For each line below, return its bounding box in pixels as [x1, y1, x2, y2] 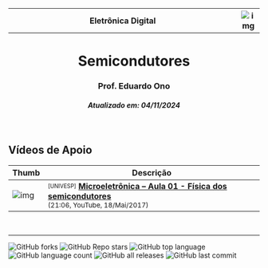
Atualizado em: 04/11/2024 [87, 100, 181, 110]
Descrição [132, 167, 172, 178]
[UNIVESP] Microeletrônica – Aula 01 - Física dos [47, 180, 227, 191]
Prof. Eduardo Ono [97, 81, 171, 92]
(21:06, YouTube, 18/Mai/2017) [47, 200, 149, 210]
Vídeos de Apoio [8, 144, 93, 157]
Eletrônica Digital [89, 15, 156, 26]
